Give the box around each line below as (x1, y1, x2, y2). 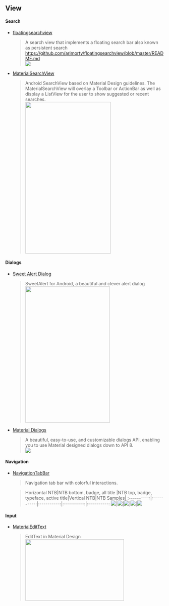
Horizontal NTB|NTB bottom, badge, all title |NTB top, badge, (25, 490, 152, 495)
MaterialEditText (12, 524, 46, 530)
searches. (25, 96, 46, 102)
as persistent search (25, 45, 68, 51)
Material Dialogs (12, 427, 47, 433)
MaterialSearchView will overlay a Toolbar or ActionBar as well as (25, 85, 161, 92)
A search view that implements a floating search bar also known (25, 39, 158, 45)
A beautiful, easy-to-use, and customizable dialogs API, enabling (25, 437, 160, 443)
